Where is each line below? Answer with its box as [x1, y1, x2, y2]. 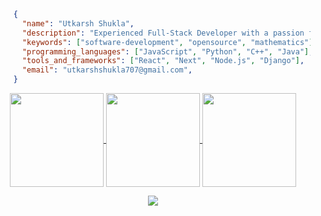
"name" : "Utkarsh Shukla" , [21, 18, 135, 29]
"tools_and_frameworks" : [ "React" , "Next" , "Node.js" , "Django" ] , [21, 56, 305, 66]
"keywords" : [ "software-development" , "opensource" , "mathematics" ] [21, 37, 314, 47]
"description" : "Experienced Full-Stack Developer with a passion [21, 28, 305, 38]
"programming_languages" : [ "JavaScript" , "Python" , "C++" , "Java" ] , [21, 46, 314, 57]
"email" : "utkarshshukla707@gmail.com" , [21, 65, 193, 75]
